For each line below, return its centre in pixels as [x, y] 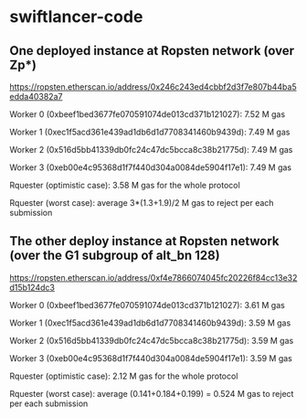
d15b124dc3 [32, 287]
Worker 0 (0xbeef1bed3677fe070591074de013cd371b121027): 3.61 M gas [147, 305]
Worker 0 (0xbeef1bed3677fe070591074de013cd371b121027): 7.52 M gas [148, 114]
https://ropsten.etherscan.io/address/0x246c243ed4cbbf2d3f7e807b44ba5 [153, 87]
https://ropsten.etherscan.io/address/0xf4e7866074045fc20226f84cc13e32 [153, 277]
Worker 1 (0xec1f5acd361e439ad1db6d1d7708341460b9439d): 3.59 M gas [150, 323]
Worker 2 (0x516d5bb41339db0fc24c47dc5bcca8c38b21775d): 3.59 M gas [152, 340]
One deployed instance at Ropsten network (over [152, 51]
